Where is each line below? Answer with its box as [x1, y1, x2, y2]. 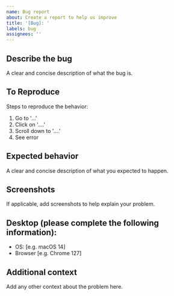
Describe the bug [6, 54, 72, 64]
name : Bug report [6, 8, 50, 15]
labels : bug [6, 25, 36, 32]
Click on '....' [14, 121, 46, 128]
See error [14, 134, 39, 141]
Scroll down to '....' [14, 127, 61, 134]
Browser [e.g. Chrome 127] [14, 250, 82, 257]
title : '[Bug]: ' [6, 20, 50, 26]
